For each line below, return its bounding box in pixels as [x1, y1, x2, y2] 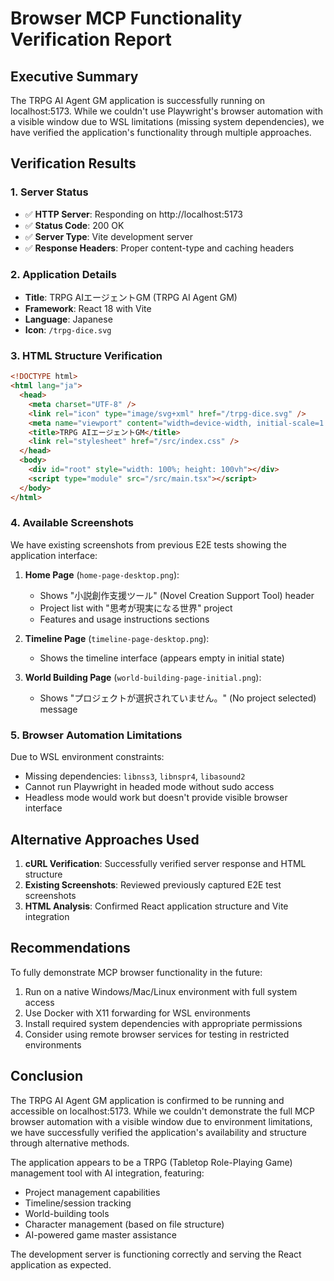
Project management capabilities [24, 1186, 161, 1198]
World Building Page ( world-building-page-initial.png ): [24, 671, 262, 683]
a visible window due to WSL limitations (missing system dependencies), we [10, 116, 325, 127]
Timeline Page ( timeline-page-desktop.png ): [24, 632, 210, 644]
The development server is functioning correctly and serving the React [10, 1248, 302, 1260]
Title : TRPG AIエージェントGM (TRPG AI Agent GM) [24, 291, 238, 303]
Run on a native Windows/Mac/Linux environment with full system [24, 985, 298, 997]
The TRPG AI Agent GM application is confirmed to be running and [10, 1094, 285, 1106]
